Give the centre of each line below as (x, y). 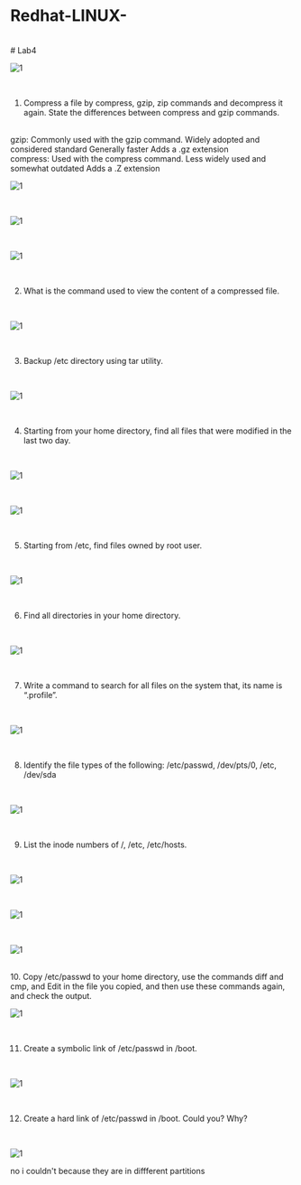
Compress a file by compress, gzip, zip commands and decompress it (153, 103)
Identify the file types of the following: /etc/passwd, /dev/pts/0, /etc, (150, 765)
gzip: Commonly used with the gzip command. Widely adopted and (135, 139)
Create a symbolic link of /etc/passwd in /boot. (110, 1048)
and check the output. (51, 995)
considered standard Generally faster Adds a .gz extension (119, 149)
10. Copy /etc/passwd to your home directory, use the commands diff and (147, 976)
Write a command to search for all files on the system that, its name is (153, 685)
